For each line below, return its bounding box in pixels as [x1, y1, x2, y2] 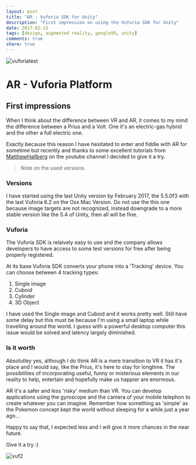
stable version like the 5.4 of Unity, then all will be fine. [6, 211, 138, 218]
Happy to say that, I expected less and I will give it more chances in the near [6, 423, 190, 430]
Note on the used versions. [20, 164, 86, 171]
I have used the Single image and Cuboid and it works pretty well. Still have [6, 310, 187, 317]
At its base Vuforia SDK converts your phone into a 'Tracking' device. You [6, 263, 184, 270]
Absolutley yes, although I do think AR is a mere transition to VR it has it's [6, 357, 183, 364]
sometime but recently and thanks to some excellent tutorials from [6, 147, 166, 154]
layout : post [6, 8, 38, 15]
